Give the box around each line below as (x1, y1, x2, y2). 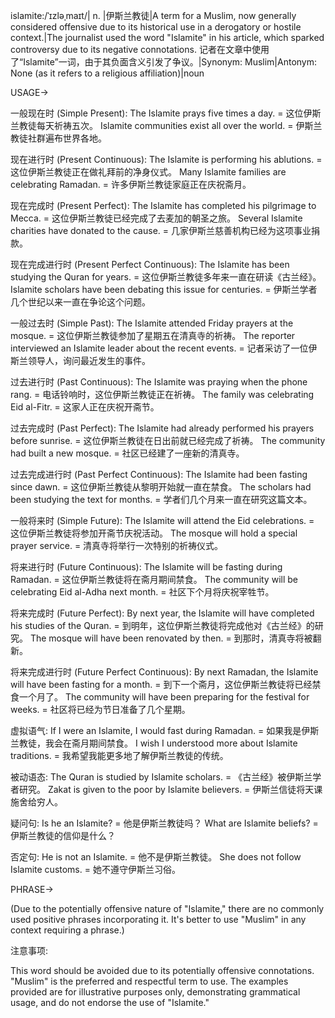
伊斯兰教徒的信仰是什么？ (10, 830, 116, 841)
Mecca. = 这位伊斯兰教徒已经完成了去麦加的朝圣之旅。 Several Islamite (10, 212, 303, 224)
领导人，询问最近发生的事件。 (27, 355, 151, 366)
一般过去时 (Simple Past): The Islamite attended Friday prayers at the (10, 317, 294, 329)
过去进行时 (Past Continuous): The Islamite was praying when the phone (10, 376, 308, 388)
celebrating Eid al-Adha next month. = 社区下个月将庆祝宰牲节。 (10, 586, 275, 598)
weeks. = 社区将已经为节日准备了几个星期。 (10, 704, 191, 715)
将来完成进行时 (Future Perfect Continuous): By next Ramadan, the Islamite (10, 666, 319, 678)
